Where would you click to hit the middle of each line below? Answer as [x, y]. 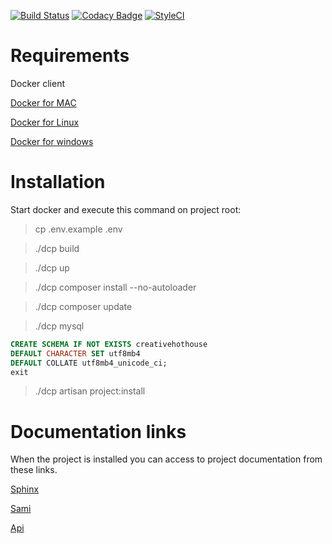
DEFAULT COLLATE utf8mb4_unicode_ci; [89, 363]
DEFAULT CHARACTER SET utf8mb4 [75, 353]
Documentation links [98, 431]
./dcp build [57, 248]
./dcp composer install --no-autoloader [115, 287]
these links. [34, 470]
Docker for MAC [43, 102]
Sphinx [25, 489]
